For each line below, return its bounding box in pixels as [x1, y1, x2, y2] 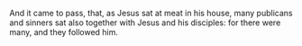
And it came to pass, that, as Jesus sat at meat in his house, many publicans [9, 8, 293, 18]
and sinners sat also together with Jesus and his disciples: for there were [9, 17, 281, 28]
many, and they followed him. [9, 27, 119, 37]
